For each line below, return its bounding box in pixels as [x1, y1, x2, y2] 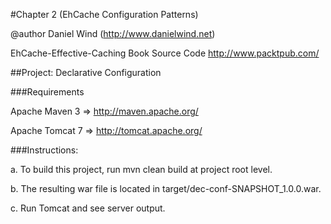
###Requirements [10, 86, 85, 98]
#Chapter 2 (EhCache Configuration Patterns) [10, 9, 199, 20]
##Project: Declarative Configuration [10, 67, 162, 78]
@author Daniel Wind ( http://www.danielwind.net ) [10, 28, 216, 39]
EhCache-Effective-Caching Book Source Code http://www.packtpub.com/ [10, 47, 320, 59]
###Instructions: [10, 144, 79, 156]
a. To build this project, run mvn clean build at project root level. [10, 164, 273, 175]
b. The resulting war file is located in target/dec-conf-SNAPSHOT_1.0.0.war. [10, 183, 322, 194]
